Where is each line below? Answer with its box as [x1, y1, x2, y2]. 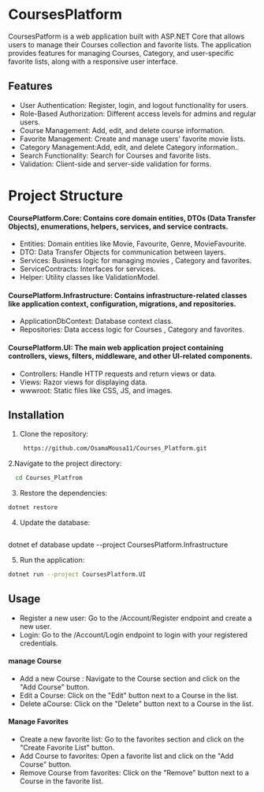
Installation [8, 408, 65, 422]
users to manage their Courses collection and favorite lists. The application [8, 39, 252, 49]
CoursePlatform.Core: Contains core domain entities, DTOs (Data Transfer [8, 213, 256, 222]
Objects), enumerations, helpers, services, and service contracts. [8, 221, 229, 231]
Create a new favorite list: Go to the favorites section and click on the [19, 734, 244, 744]
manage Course [8, 656, 61, 666]
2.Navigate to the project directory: [8, 459, 122, 468]
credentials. [19, 638, 58, 648]
